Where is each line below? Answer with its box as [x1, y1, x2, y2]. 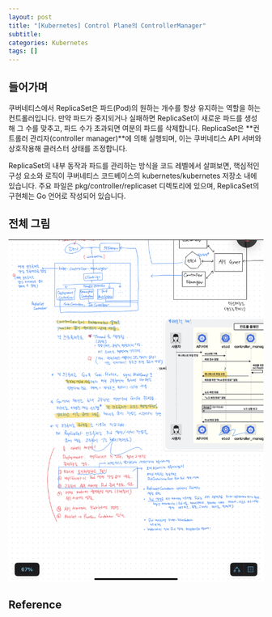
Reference [8, 598, 62, 612]
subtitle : [8, 30, 42, 38]
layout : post [8, 13, 53, 21]
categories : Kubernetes [8, 39, 89, 47]
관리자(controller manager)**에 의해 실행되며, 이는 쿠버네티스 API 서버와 [29, 133, 261, 143]
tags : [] [8, 47, 38, 56]
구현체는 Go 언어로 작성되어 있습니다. [8, 191, 126, 201]
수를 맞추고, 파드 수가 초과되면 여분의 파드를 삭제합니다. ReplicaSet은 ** [25, 123, 253, 133]
